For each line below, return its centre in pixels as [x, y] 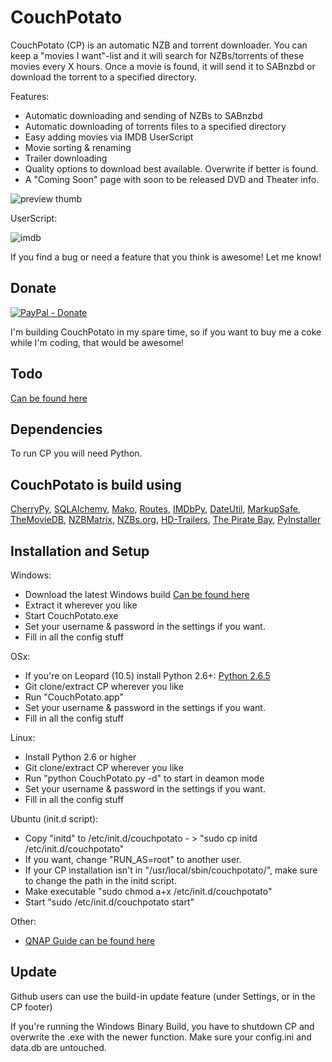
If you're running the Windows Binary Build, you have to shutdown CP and [162, 1026]
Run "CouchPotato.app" [74, 697]
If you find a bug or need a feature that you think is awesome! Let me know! [166, 257]
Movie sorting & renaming [78, 147]
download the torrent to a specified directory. [104, 77]
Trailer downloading [66, 158]
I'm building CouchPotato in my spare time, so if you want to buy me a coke [166, 332]
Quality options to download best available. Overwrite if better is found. [171, 168]
